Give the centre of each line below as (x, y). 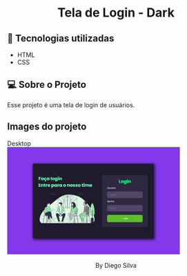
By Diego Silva (116, 266)
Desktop (19, 143)
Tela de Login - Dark (116, 13)
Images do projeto (47, 127)
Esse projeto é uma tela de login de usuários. (71, 104)
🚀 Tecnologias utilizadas (61, 38)
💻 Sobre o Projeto (47, 85)
